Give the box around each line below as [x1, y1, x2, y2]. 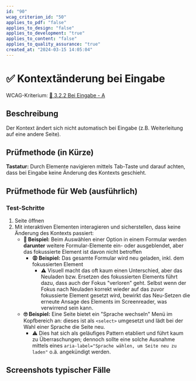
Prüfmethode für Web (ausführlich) [6, 186, 138, 196]
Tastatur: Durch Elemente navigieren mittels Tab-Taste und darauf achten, [6, 163, 185, 170]
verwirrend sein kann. [40, 304, 94, 311]
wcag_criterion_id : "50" [6, 14, 67, 20]
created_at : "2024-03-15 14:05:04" [6, 47, 93, 53]
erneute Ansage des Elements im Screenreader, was [40, 298, 167, 305]
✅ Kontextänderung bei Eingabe [6, 72, 166, 85]
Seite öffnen [14, 217, 44, 224]
